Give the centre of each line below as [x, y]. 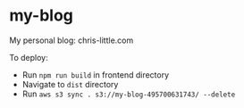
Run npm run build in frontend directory [96, 75]
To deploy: [29, 57]
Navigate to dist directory [70, 84]
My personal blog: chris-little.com [72, 40]
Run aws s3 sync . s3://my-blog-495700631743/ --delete [129, 94]
